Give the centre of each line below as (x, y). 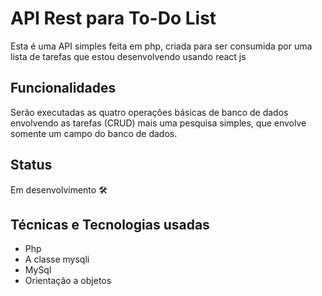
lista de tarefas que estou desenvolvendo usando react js (128, 56)
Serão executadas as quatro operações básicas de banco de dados (149, 112)
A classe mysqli (57, 259)
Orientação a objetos (68, 281)
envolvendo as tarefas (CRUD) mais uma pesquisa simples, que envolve (158, 123)
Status (31, 165)
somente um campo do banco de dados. (94, 133)
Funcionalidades (63, 88)
